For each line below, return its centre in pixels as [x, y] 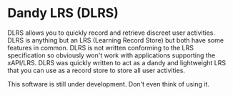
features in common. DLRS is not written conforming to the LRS [101, 47]
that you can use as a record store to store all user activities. [96, 70]
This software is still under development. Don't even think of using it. [108, 84]
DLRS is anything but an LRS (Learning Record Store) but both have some [115, 40]
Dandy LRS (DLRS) [63, 13]
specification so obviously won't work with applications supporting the [111, 55]
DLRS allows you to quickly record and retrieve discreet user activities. [111, 33]
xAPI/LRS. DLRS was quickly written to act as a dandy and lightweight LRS [117, 62]
